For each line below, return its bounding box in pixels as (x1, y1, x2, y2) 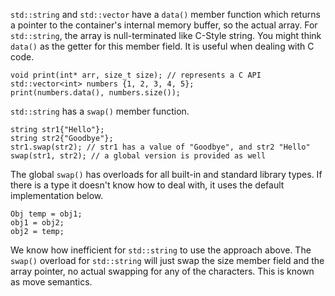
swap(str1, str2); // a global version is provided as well (10, 151, 267, 161)
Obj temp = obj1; (10, 209, 83, 219)
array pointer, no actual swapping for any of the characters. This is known (10, 265, 315, 277)
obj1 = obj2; (10, 218, 65, 228)
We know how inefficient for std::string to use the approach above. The (10, 244, 312, 256)
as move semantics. (10, 276, 93, 288)
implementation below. (10, 190, 104, 201)
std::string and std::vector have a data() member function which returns (10, 9, 321, 20)
